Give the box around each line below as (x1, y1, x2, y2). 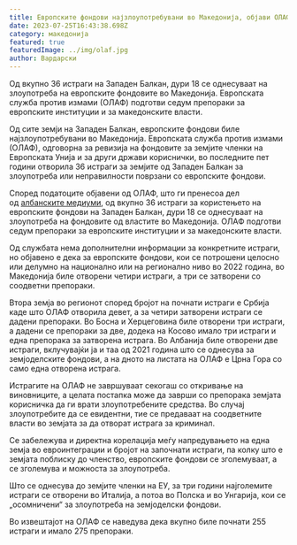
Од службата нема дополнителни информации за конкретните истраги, (9, 242, 281, 253)
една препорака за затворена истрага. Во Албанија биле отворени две (9, 335, 278, 345)
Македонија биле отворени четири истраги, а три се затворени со (9, 271, 261, 281)
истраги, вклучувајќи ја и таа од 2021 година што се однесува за (9, 344, 255, 355)
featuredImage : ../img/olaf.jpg (9, 46, 128, 55)
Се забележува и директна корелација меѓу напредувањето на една (9, 435, 270, 445)
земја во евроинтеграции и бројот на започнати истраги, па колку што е (9, 444, 283, 455)
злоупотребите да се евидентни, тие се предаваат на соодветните (9, 409, 263, 418)
